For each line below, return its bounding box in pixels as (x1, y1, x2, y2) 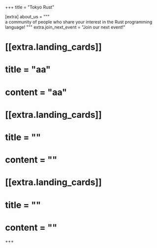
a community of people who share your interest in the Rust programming (5, 19, 153, 25)
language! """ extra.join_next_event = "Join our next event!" (5, 24, 126, 30)
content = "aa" (5, 86, 67, 98)
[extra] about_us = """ (5, 14, 50, 19)
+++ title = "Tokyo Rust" (5, 4, 55, 10)
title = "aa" (5, 64, 51, 75)
